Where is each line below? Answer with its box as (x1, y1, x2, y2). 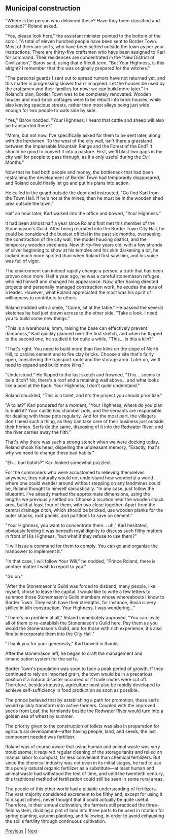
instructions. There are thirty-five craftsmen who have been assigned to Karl (5, 49, 165, 55)
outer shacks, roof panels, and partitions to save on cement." (5, 512, 133, 518)
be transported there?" (5, 122, 53, 128)
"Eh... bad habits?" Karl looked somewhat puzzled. (5, 459, 111, 466)
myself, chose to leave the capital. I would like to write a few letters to (5, 588, 151, 595)
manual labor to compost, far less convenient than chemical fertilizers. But (5, 754, 161, 760)
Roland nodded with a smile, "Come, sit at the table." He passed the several (5, 304, 163, 310)
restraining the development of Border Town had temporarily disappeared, (5, 174, 161, 181)
